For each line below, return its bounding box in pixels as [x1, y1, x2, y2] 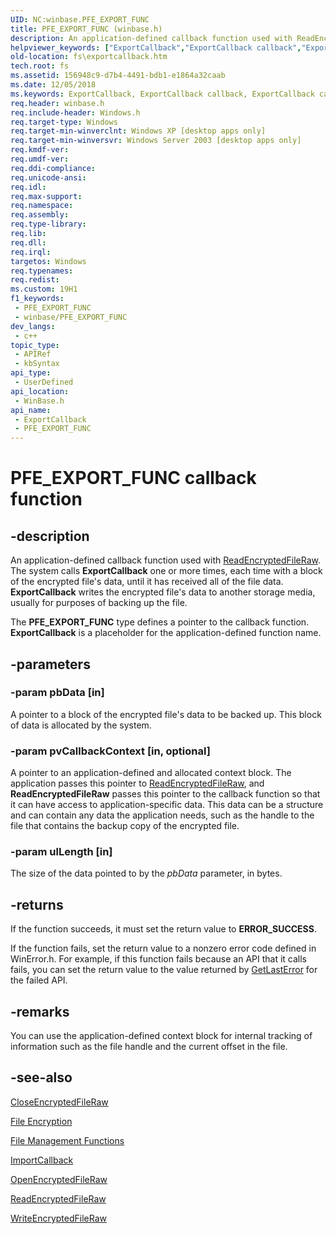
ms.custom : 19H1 [10, 284, 78, 295]
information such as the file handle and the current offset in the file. [10, 1041, 288, 1053]
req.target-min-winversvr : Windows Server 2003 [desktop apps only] [10, 136, 302, 146]
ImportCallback [10, 1154, 74, 1166]
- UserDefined [14, 377, 74, 387]
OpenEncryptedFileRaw [10, 1173, 108, 1185]
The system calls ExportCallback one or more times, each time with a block [10, 565, 323, 577]
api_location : [10, 386, 70, 396]
